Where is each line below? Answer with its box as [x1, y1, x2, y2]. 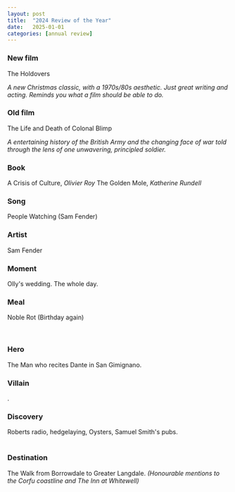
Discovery [7, 412, 44, 422]
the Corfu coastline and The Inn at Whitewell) [7, 476, 139, 485]
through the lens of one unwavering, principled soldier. [7, 145, 167, 154]
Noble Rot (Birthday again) [7, 313, 84, 321]
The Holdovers [7, 69, 51, 78]
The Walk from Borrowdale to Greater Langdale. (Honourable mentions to [7, 469, 220, 477]
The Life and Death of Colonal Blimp [7, 124, 113, 133]
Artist [7, 230, 27, 240]
